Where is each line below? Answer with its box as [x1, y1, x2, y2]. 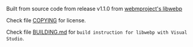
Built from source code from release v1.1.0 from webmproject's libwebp [6, 5, 182, 12]
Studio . [6, 35, 24, 42]
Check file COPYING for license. [6, 17, 86, 23]
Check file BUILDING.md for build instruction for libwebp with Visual [6, 28, 188, 36]
